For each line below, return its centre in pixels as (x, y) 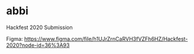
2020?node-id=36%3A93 (38, 45)
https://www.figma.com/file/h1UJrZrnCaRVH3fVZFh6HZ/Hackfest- (106, 39)
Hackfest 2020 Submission (39, 27)
